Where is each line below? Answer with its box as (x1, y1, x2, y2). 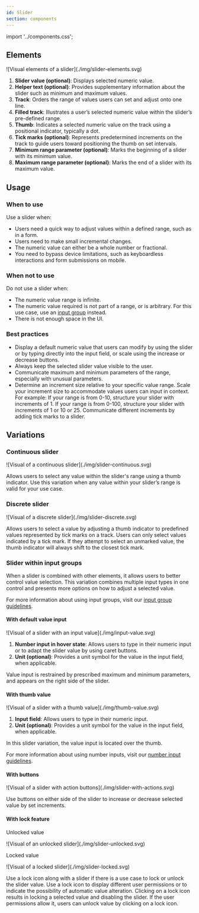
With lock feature (6, 815, 50, 823)
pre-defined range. (14, 115, 62, 122)
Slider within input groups (6, 559, 82, 567)
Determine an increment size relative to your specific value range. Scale (14, 381, 191, 388)
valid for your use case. (6, 485, 64, 492)
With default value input (6, 616, 67, 623)
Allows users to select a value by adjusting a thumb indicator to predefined (6, 525, 189, 532)
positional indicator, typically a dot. (14, 127, 100, 134)
